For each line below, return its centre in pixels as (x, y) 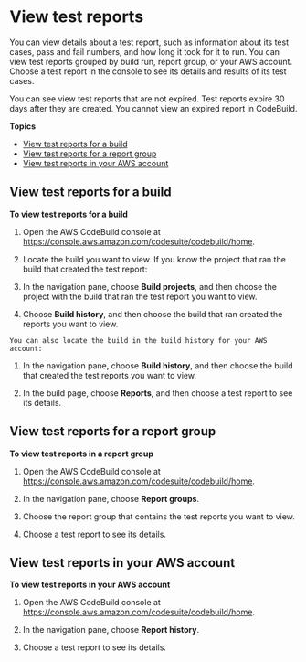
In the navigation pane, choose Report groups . (111, 498)
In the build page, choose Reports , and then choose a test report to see (158, 393)
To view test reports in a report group (81, 454)
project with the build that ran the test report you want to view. (140, 296)
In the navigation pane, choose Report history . (111, 630)
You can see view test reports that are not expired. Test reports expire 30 (147, 99)
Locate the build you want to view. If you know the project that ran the (154, 259)
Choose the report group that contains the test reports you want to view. (158, 516)
